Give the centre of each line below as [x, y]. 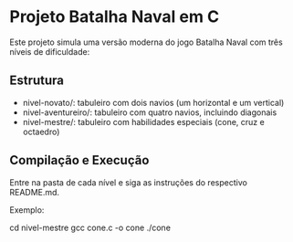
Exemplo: [27, 210]
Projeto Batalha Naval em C [115, 17]
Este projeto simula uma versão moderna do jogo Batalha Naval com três [146, 42]
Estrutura [37, 81]
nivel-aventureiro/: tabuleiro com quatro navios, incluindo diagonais [150, 112]
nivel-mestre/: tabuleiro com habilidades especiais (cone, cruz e [143, 121]
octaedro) [41, 132]
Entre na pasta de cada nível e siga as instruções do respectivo [129, 182]
